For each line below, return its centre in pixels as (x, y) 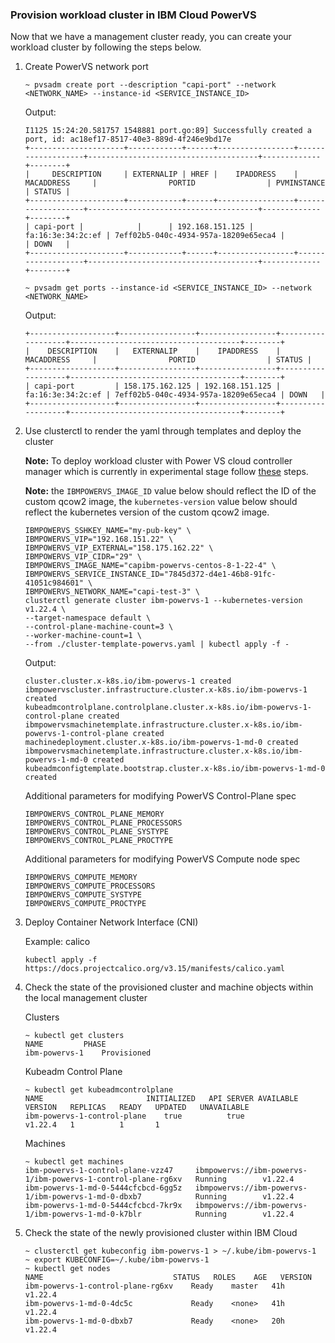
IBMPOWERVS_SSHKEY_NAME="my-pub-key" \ (108, 531)
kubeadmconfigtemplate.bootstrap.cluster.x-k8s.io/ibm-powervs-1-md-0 (175, 769)
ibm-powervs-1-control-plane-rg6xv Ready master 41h (155, 1286)
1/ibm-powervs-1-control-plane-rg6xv (103, 1179)
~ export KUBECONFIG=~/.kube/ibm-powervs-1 (117, 1260)
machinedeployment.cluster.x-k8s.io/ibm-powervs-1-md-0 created (161, 743)
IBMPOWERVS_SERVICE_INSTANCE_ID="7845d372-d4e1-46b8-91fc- (150, 574)
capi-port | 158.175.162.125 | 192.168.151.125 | (157, 386)
